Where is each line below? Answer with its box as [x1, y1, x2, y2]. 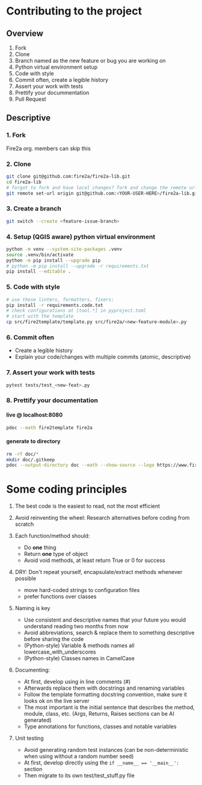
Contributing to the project [6, 4, 142, 18]
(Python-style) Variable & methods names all [23, 642, 135, 649]
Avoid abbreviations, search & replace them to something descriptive [23, 629, 195, 637]
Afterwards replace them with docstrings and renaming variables [23, 684, 185, 692]
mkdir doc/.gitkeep [6, 456, 55, 462]
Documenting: [14, 666, 50, 673]
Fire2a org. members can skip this [6, 145, 91, 152]
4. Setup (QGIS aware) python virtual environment [6, 232, 156, 241]
